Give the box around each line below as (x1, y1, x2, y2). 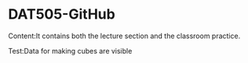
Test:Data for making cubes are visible (8, 46, 133, 55)
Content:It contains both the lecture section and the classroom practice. (8, 31, 241, 40)
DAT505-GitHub (8, 5, 115, 23)
